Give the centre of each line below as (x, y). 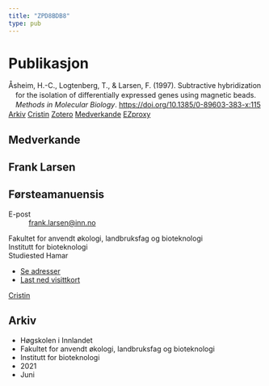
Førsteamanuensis (57, 195)
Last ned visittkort (50, 279)
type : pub (25, 23)
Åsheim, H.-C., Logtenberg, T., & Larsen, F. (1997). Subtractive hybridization (135, 86)
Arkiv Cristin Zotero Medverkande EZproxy (80, 115)
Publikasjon (48, 63)
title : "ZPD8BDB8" (39, 16)
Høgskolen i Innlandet (56, 340)
